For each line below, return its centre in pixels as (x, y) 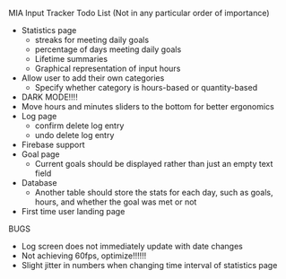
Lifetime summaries (71, 59)
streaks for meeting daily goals (92, 40)
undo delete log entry (74, 135)
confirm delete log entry (79, 126)
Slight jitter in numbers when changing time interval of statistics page (149, 265)
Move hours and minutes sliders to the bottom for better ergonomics (147, 106)
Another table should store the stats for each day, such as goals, (154, 192)
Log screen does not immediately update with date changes (132, 246)
